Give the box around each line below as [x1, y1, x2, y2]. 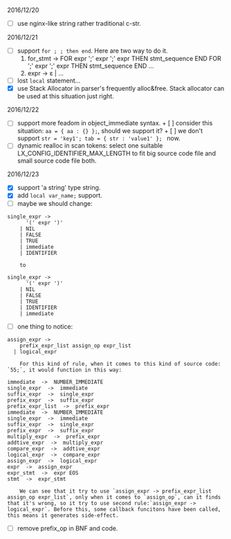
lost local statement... [17, 76, 81, 85]
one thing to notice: [17, 322, 73, 330]
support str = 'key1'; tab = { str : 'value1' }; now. [17, 134, 181, 143]
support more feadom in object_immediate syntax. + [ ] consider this [17, 119, 213, 127]
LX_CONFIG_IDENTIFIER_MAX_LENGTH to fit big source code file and [17, 149, 216, 158]
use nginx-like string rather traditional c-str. [17, 19, 142, 27]
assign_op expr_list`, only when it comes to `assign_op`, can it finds [7, 493, 221, 501]
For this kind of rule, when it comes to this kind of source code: [19, 360, 221, 367]
